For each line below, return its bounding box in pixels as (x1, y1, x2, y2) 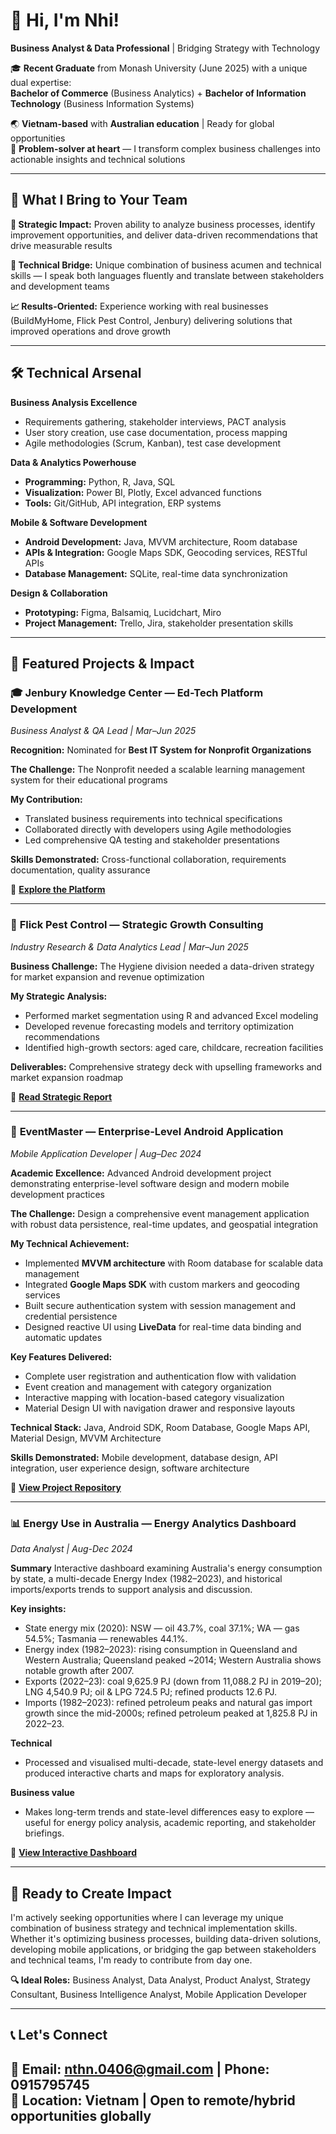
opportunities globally (10, 2107, 152, 2124)
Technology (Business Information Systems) (10, 97, 195, 109)
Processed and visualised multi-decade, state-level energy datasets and (24, 1757, 324, 1769)
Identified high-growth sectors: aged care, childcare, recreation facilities (24, 1041, 324, 1053)
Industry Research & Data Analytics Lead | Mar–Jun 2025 (10, 940, 249, 953)
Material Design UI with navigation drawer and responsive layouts (24, 1402, 296, 1414)
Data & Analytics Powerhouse (10, 456, 137, 468)
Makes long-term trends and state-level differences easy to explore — (24, 1806, 315, 1818)
